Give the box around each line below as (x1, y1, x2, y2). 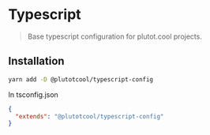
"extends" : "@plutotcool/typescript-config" (15, 112, 164, 120)
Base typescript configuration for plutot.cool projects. (27, 32, 203, 41)
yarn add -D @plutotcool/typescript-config (8, 75, 154, 84)
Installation (8, 54, 65, 68)
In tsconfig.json (8, 89, 59, 99)
